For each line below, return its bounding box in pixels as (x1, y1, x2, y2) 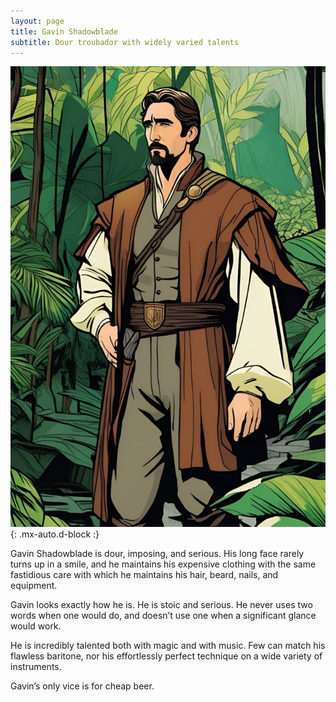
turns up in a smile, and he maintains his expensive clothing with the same (10, 558, 317, 570)
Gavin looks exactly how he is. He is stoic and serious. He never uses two (10, 598, 313, 610)
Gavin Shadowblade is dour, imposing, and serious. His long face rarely (10, 547, 305, 559)
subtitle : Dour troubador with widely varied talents (10, 37, 240, 47)
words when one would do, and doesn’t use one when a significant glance (10, 609, 317, 621)
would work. (10, 620, 62, 632)
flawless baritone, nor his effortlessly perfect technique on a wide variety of (10, 650, 323, 662)
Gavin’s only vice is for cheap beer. (10, 680, 155, 692)
